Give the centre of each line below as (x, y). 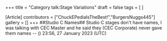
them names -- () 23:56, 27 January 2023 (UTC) (56, 33)
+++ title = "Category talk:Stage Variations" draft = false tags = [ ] (74, 7)
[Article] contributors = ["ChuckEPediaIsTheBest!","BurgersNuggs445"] (80, 17)
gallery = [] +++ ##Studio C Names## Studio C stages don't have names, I (83, 23)
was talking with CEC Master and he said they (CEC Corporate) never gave (84, 28)
